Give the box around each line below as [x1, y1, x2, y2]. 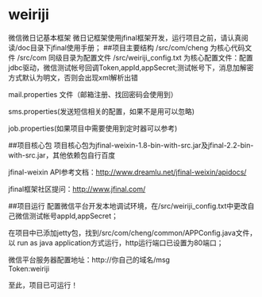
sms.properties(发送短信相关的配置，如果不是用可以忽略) [8, 106, 195, 116]
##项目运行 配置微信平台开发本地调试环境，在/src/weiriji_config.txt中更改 [8, 201, 248, 210]
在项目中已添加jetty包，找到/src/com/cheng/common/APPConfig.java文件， [8, 228, 257, 237]
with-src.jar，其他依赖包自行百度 [8, 150, 116, 160]
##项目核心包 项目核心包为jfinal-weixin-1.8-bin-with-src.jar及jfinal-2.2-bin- [8, 140, 254, 150]
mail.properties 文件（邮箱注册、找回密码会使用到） [8, 89, 178, 99]
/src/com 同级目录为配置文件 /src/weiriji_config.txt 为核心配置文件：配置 [17, 53, 254, 62]
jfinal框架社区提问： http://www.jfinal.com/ [8, 184, 146, 193]
